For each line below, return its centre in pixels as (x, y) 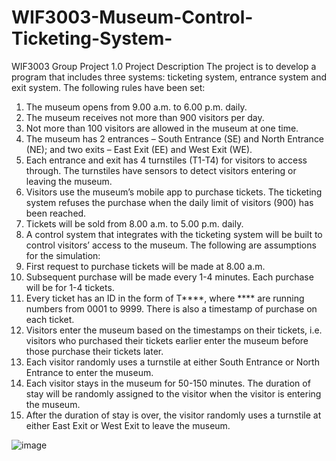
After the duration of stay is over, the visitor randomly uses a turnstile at (173, 415)
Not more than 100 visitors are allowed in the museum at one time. (162, 128)
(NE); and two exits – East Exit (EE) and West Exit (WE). (139, 149)
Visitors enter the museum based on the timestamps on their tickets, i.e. (174, 330)
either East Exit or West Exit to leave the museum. (128, 425)
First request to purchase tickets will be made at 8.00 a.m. (145, 266)
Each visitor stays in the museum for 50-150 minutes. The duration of (168, 383)
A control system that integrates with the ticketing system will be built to (174, 234)
